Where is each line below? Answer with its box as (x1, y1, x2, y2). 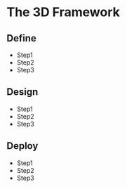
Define (6, 32, 36, 44)
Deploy (6, 140, 39, 152)
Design (6, 86, 39, 98)
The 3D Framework (6, 4, 121, 20)
